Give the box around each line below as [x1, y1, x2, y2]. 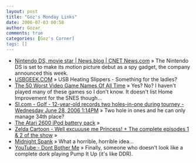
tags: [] [6, 41, 28, 47]
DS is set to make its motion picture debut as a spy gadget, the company [14, 63, 191, 70]
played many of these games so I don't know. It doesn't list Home [14, 88, 173, 95]
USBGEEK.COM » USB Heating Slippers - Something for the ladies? [14, 75, 178, 82]
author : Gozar [6, 25, 41, 31]
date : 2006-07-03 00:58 [6, 19, 65, 25]
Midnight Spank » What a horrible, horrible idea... [14, 138, 134, 145]
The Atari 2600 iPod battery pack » [14, 119, 100, 126]
